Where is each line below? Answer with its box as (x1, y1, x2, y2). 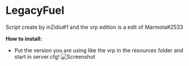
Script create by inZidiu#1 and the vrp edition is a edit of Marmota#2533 (5, 23, 184, 31)
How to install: (5, 35, 42, 42)
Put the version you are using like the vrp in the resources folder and (14, 46, 184, 54)
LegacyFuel (5, 4, 65, 17)
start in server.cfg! (14, 53, 60, 60)
